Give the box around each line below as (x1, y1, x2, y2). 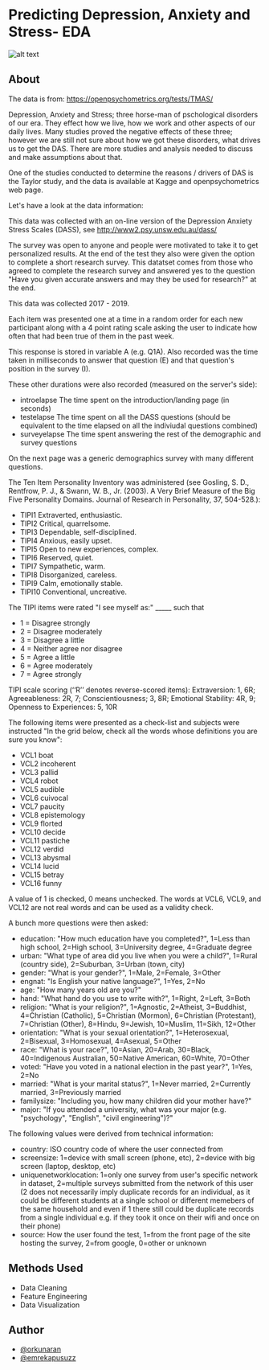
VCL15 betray (19, 870, 64, 880)
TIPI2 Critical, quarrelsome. (19, 519, 111, 528)
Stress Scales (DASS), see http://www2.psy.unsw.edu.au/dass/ (8, 224, 218, 234)
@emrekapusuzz (19, 1353, 76, 1363)
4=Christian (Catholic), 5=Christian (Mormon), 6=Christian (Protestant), (19, 1011, 257, 1020)
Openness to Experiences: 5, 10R (8, 702, 118, 712)
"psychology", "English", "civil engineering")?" (19, 1113, 173, 1122)
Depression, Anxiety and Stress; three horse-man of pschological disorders (8, 109, 259, 119)
